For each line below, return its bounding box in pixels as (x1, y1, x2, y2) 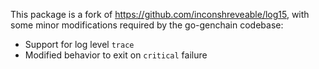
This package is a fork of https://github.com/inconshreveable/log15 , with (10, 9, 310, 20)
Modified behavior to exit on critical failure (24, 49, 208, 61)
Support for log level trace (24, 39, 135, 50)
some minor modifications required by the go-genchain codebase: (10, 19, 284, 31)
